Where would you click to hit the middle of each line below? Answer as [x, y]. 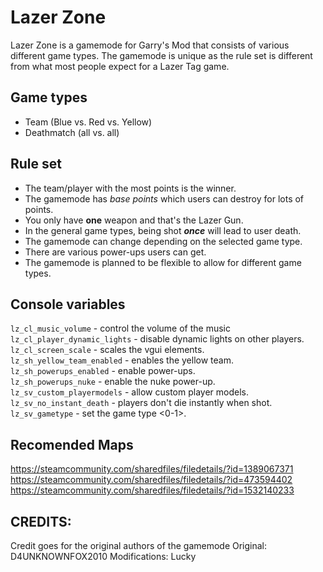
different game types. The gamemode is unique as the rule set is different [161, 55]
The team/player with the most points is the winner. [130, 188]
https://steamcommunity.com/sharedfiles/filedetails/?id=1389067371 [152, 469]
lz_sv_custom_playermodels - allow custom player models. [129, 392]
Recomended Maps [72, 444]
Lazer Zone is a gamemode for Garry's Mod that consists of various [150, 45]
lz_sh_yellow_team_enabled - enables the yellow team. [122, 360]
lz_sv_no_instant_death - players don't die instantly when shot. [141, 403]
